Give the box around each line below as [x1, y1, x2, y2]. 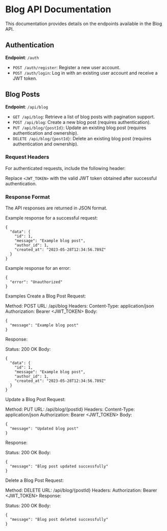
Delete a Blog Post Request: [5, 477, 64, 483]
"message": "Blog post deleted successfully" [10, 517, 109, 522]
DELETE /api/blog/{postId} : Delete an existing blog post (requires [12, 135, 152, 141]
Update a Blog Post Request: [5, 396, 66, 402]
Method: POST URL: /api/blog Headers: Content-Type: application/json [5, 303, 154, 309]
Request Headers [5, 154, 50, 161]
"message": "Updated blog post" [10, 426, 79, 431]
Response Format [5, 193, 50, 200]
